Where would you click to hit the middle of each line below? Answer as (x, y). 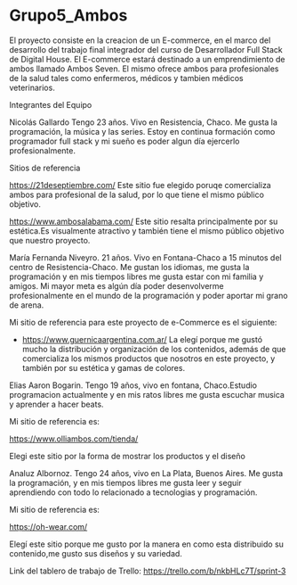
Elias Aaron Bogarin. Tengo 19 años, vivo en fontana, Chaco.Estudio (133, 385)
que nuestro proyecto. (50, 240)
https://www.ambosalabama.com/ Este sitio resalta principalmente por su (144, 221)
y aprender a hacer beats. (56, 404)
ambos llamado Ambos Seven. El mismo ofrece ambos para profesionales (144, 69)
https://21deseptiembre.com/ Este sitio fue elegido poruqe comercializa (140, 185)
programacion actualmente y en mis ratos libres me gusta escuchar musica (147, 394)
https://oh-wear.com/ (48, 526)
